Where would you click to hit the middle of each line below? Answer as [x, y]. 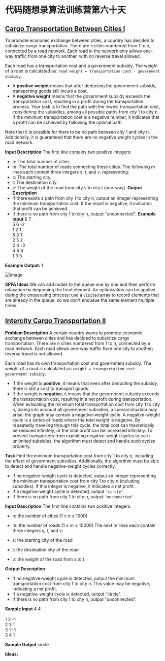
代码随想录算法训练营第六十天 [66, 10]
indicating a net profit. [35, 589]
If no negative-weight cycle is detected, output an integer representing [84, 476]
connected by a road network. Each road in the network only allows [74, 51]
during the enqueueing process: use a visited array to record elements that [82, 295]
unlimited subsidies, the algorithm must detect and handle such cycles [84, 441]
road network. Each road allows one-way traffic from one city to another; [79, 348]
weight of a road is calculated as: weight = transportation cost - [72, 368]
